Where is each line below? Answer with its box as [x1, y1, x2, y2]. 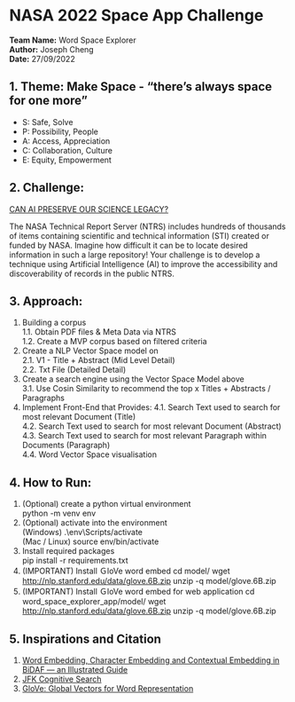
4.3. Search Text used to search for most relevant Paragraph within [21, 430, 268, 441]
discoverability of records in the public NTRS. [9, 268, 175, 279]
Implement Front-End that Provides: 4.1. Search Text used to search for [21, 402, 281, 413]
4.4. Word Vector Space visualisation [21, 449, 158, 460]
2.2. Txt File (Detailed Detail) [21, 365, 127, 375]
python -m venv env [21, 508, 96, 519]
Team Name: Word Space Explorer [9, 35, 137, 45]
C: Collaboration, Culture [21, 145, 113, 155]
